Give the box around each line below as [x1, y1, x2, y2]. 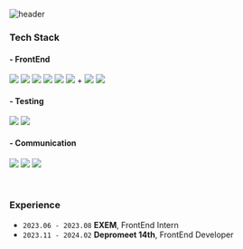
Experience [9, 199, 61, 212]
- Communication [9, 137, 77, 148]
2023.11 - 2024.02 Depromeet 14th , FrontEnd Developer [22, 229, 234, 240]
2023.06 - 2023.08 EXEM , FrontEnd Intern [22, 219, 179, 230]
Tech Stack [9, 31, 61, 43]
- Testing [9, 95, 44, 106]
